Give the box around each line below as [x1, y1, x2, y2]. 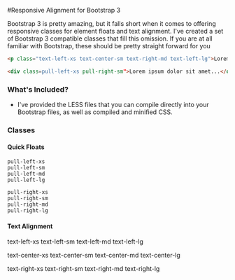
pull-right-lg [7, 207, 49, 214]
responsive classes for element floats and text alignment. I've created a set [7, 27, 224, 35]
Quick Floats [7, 143, 45, 151]
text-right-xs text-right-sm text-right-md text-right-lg [7, 265, 160, 273]
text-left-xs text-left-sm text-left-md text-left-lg [7, 237, 143, 246]
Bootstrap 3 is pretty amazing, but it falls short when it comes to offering [7, 20, 217, 27]
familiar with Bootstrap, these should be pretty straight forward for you [7, 42, 211, 50]
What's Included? [7, 84, 69, 94]
